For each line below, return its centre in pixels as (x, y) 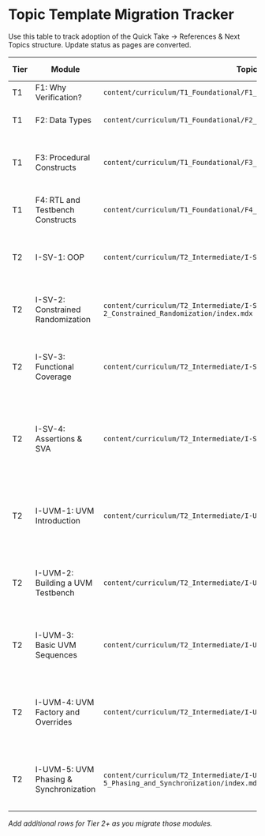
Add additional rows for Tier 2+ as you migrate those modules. (110, 823)
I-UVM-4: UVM (65, 702)
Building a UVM (64, 583)
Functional (55, 366)
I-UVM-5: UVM (65, 769)
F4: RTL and (58, 200)
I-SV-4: (50, 429)
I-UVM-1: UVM (65, 511)
